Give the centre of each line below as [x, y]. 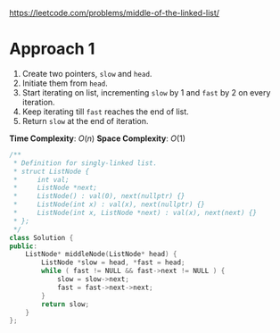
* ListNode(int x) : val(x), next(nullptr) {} [109, 204]
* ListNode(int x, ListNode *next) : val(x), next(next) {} [135, 213]
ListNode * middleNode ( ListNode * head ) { [101, 254]
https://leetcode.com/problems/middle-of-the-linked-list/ [115, 13]
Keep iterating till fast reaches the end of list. [105, 112]
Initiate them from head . [65, 83]
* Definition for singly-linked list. [85, 163]
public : [24, 246]
